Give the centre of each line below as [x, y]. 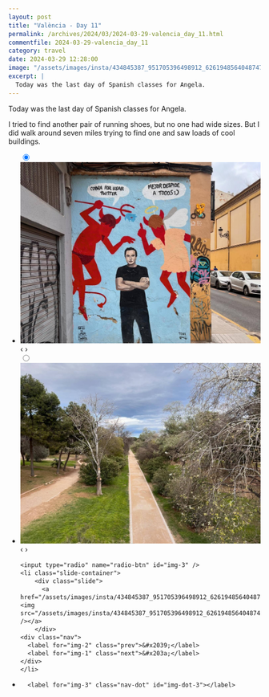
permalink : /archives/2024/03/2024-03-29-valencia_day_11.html [116, 34]
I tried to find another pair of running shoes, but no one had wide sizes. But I [134, 124]
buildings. [24, 141]
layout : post [30, 17]
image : [19, 68]
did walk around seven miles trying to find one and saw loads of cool [122, 132]
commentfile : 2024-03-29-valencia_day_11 [78, 43]
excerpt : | [26, 76]
